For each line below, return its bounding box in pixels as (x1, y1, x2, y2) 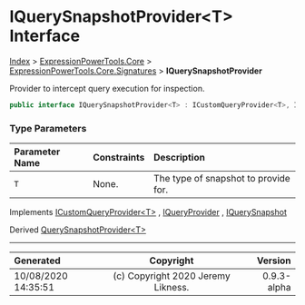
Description (152, 152, 206, 164)
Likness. (153, 281, 190, 294)
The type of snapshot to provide (152, 172, 290, 185)
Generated (14, 254, 61, 267)
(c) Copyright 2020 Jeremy (113, 270, 231, 282)
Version (256, 254, 291, 267)
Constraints (92, 152, 145, 164)
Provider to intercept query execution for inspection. (9, 83, 205, 93)
